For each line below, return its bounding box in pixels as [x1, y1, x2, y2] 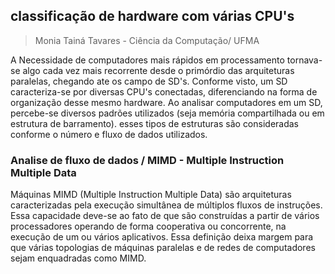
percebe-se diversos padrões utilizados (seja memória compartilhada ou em [10, 107, 325, 119]
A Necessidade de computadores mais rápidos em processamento [10, 54, 285, 66]
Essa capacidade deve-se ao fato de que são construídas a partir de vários [10, 210, 320, 222]
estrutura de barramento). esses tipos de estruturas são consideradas [10, 117, 300, 129]
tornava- [286, 54, 323, 66]
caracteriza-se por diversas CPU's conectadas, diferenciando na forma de [10, 85, 318, 98]
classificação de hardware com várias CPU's [10, 8, 295, 25]
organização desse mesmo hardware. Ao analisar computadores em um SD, [10, 96, 323, 108]
